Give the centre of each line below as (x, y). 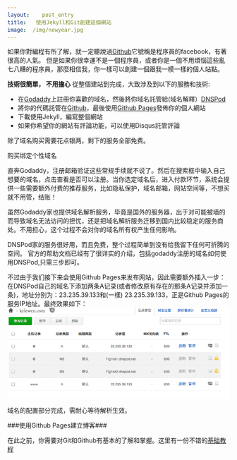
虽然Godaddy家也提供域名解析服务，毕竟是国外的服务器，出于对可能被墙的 (116, 212)
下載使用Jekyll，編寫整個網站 (60, 117)
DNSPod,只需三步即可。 (48, 262)
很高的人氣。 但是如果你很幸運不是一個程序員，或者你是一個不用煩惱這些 (113, 61)
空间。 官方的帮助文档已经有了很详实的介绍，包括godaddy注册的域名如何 (114, 253)
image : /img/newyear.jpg (45, 30)
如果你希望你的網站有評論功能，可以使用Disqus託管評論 (98, 126)
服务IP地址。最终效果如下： (47, 304)
